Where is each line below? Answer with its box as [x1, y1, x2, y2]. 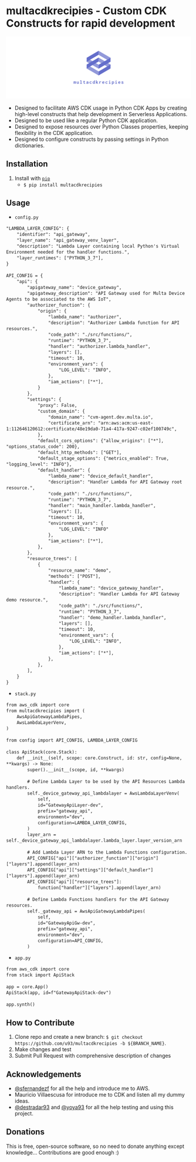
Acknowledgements [6, 1069, 82, 1079]
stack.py [14, 691, 36, 697]
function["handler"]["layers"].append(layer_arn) [37, 885, 161, 891]
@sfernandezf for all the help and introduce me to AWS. [14, 1085, 150, 1092]
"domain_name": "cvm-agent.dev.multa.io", [48, 414, 154, 420]
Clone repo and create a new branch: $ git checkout [14, 1033, 143, 1041]
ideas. [14, 1098, 30, 1105]
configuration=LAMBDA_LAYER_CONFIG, [37, 820, 127, 826]
